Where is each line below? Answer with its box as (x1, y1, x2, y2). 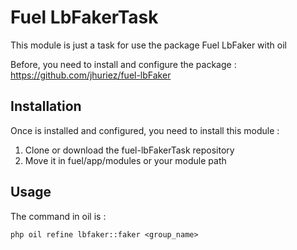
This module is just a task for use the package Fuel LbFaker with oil (10, 39, 287, 51)
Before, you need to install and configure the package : (10, 58, 237, 70)
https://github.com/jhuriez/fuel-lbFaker (10, 69, 172, 81)
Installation (10, 98, 82, 115)
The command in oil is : (10, 210, 107, 222)
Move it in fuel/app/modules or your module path (24, 154, 227, 166)
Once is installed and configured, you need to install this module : (10, 124, 280, 136)
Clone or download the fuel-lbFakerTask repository (24, 144, 235, 156)
